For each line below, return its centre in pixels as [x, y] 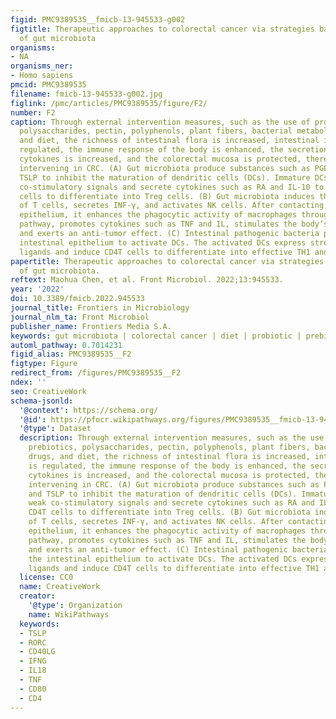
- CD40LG [37, 652]
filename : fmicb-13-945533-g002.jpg [86, 94]
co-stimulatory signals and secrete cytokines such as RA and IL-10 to [172, 187]
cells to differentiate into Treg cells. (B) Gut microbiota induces [167, 196]
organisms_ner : [42, 66]
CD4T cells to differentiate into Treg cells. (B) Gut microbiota [169, 512]
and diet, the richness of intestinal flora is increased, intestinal [169, 141]
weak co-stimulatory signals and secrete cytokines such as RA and [171, 503]
